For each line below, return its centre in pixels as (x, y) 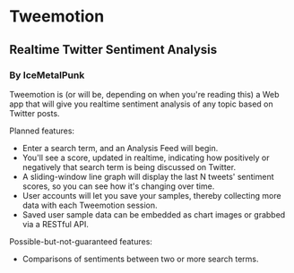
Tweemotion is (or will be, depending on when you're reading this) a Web (144, 94)
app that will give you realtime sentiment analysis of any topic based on (141, 104)
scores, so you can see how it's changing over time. (118, 186)
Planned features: (42, 131)
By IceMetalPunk (47, 75)
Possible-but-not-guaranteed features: (81, 241)
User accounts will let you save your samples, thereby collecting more (151, 195)
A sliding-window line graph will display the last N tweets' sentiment (148, 176)
